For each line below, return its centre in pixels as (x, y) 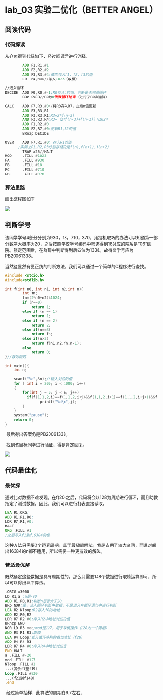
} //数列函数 (16, 357)
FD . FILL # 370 (25, 174)
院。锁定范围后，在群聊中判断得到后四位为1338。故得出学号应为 (69, 250)
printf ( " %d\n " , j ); (58, 402)
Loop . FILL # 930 (21, 673)
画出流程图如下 (20, 199)
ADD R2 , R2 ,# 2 (36, 70)
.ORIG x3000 (17, 592)
